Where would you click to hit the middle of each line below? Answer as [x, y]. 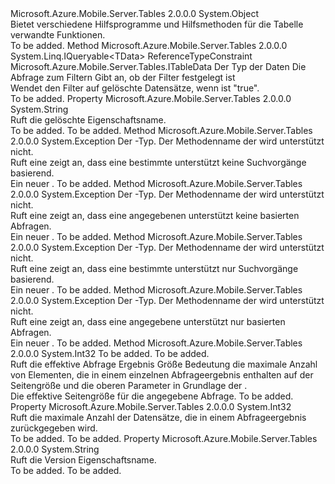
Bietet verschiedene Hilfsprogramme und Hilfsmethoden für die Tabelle [157, 24]
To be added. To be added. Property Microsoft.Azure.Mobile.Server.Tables [164, 438]
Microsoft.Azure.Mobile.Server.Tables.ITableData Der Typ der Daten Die [158, 66]
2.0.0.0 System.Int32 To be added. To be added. [110, 353]
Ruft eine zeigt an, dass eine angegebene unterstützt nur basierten [148, 321]
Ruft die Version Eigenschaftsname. [83, 460]
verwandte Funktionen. [58, 35]
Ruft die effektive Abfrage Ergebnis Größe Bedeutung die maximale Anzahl [164, 364]
